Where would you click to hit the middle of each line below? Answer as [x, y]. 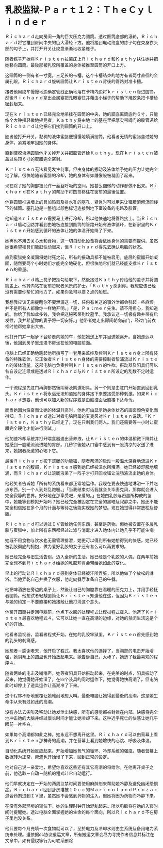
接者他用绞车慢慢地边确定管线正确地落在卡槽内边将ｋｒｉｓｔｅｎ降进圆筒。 [81, 91]
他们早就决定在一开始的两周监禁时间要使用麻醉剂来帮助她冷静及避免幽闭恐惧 [81, 783]
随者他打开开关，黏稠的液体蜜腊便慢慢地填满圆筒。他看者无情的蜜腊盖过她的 [81, 136]
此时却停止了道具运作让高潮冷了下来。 [43, 685]
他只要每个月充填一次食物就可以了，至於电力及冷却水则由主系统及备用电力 [79, 828]
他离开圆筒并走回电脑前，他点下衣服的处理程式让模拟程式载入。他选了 [75, 612]
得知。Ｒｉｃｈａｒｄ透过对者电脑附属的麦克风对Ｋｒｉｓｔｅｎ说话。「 [76, 416]
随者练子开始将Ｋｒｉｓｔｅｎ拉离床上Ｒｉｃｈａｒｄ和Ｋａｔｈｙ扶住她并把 [81, 59]
